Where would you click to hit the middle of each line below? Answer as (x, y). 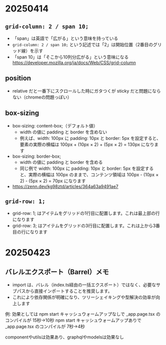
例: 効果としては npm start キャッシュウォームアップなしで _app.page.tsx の (83, 314)
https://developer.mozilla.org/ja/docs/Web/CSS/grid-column (74, 62)
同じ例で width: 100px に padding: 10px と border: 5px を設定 (82, 168)
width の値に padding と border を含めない (63, 132)
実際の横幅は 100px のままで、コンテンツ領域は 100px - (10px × (94, 174)
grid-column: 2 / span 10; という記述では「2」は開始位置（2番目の (83, 45)
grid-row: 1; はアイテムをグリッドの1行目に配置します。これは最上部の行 (86, 213)
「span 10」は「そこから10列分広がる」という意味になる (71, 57)
